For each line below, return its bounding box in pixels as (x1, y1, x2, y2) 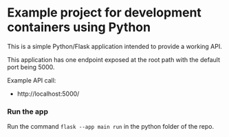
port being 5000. (7, 63, 55, 71)
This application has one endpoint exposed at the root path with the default (7, 55, 220, 63)
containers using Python (7, 19, 151, 35)
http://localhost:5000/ (17, 89, 80, 98)
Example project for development (7, 5, 201, 21)
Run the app (7, 107, 48, 116)
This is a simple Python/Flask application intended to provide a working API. (7, 42, 222, 50)
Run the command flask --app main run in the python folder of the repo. (7, 123, 215, 131)
